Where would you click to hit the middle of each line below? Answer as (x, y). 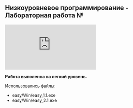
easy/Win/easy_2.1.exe (34, 100)
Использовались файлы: (30, 86)
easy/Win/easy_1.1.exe (34, 95)
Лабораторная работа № (44, 16)
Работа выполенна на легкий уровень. (46, 76)
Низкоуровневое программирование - (67, 8)
